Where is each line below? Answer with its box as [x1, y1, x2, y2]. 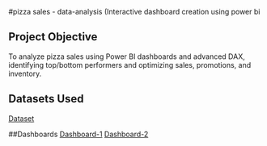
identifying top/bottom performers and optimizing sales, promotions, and [8, 60, 252, 69]
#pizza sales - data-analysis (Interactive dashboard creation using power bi [8, 7, 261, 16]
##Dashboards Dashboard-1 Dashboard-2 [8, 129, 149, 139]
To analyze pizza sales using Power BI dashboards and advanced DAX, [8, 52, 245, 61]
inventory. [8, 69, 42, 78]
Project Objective [8, 30, 98, 44]
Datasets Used [8, 92, 84, 106]
